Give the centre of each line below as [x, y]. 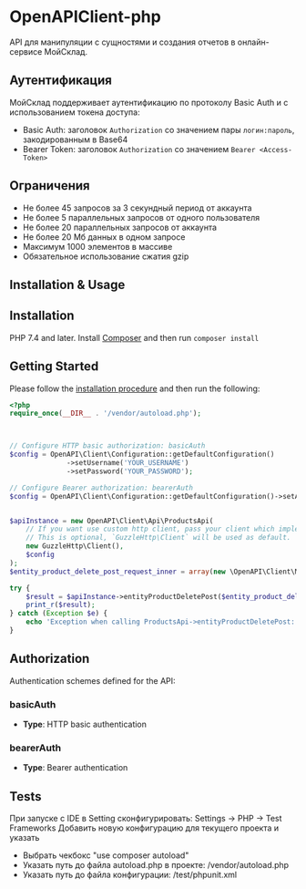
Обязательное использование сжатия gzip [106, 256]
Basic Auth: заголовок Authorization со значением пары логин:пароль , [158, 129]
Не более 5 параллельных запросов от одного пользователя [141, 217]
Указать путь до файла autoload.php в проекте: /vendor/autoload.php [156, 865]
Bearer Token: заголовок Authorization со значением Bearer [139, 149]
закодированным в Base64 [75, 140]
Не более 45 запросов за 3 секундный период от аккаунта [137, 208]
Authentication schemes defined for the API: [92, 680]
